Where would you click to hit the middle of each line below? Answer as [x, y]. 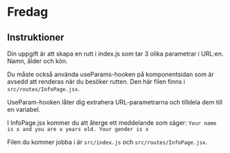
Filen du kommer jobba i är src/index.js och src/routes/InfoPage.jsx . [107, 142]
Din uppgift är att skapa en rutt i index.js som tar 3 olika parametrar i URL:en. [115, 54]
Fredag [27, 12]
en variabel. [24, 109]
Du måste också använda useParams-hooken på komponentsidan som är [111, 74]
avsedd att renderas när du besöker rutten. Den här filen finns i [96, 82]
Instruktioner [36, 37]
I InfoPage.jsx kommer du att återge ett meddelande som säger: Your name [112, 123]
